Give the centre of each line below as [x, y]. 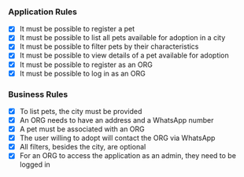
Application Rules [43, 12]
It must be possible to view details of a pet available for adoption [124, 55]
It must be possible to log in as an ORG [82, 73]
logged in [35, 164]
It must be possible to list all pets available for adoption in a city [122, 38]
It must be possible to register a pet [77, 29]
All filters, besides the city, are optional [83, 147]
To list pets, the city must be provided [81, 111]
